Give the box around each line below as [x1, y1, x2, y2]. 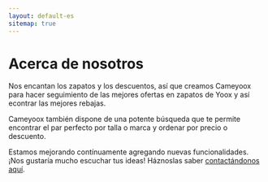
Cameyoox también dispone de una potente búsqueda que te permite [8, 115, 241, 124]
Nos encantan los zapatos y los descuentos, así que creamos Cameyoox [8, 81, 252, 91]
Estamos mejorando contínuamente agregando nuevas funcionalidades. [8, 147, 249, 157]
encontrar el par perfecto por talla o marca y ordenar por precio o [8, 123, 228, 132]
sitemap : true [8, 19, 57, 28]
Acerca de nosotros [8, 54, 145, 73]
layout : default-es [8, 11, 75, 20]
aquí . [8, 164, 26, 175]
